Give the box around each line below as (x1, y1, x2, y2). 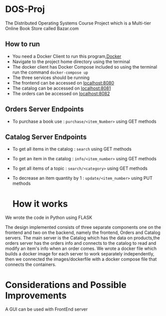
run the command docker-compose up (12, 69, 88, 75)
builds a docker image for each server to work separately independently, (5, 251, 155, 257)
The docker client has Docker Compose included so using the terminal (12, 64, 158, 70)
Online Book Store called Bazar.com (5, 25, 79, 31)
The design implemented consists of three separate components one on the (5, 224, 161, 230)
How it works (12, 198, 68, 209)
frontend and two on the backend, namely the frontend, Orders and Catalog (5, 229, 161, 236)
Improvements (5, 289, 67, 301)
